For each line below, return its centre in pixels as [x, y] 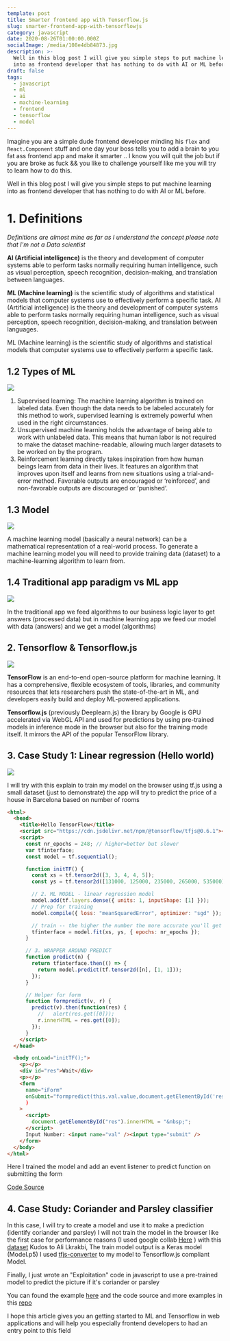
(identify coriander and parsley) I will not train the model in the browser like [113, 1233]
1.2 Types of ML [41, 372]
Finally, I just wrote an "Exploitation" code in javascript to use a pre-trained [112, 1275]
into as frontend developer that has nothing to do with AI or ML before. [107, 191]
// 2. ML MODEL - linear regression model [93, 894]
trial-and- [201, 474]
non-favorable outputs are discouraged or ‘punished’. [92, 488]
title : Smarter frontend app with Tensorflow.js [78, 20]
